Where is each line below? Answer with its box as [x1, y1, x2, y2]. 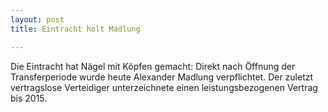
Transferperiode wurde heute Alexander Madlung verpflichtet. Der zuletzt [10, 71, 314, 83]
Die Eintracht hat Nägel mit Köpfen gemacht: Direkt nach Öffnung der [10, 60, 296, 72]
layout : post [10, 14, 65, 25]
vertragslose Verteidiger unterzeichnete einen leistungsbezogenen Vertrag [10, 81, 318, 93]
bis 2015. [10, 92, 48, 104]
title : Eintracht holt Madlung [10, 24, 141, 34]
